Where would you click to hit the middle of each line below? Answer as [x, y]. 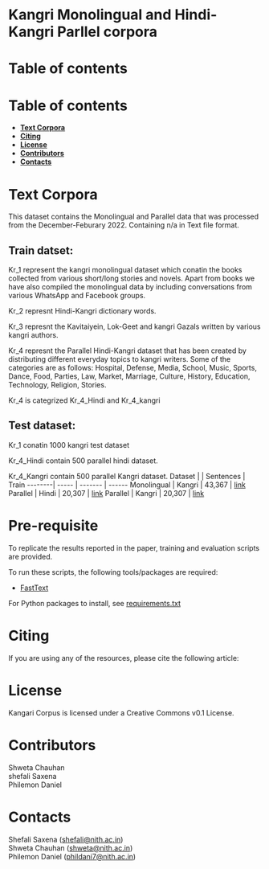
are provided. [31, 556]
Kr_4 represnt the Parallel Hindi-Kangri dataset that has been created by [128, 350]
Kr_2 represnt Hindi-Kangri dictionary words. [82, 311]
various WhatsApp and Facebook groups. [77, 296]
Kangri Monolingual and [90, 15]
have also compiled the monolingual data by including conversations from [130, 287]
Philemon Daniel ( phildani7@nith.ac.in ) [72, 856]
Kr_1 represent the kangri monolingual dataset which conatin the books [125, 270]
